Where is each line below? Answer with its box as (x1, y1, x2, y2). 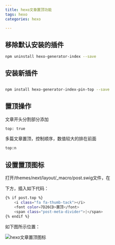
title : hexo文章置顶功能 (5, 7, 52, 12)
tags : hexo (5, 12, 28, 17)
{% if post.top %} (5, 195, 43, 201)
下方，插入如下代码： (5, 185, 49, 192)
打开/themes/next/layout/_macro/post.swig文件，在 (5, 175, 111, 181)
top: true (5, 126, 26, 131)
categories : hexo (5, 16, 41, 21)
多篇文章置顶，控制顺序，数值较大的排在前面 (5, 135, 97, 142)
